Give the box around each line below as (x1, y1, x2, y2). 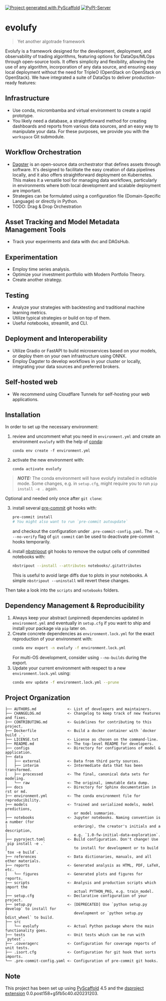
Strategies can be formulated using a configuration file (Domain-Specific (12, 193, 161, 199)
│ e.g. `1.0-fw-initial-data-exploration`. (5, 833, 161, 838)
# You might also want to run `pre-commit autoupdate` (12, 519, 128, 525)
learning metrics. (12, 310, 47, 315)
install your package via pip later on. (12, 625, 87, 631)
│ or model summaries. (5, 811, 116, 816)
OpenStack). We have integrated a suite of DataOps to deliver (5, 74, 131, 80)
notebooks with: (12, 554, 46, 560)
